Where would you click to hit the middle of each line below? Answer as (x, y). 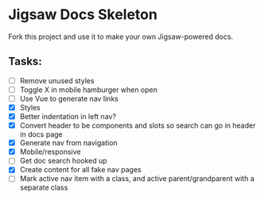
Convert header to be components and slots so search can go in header (138, 125)
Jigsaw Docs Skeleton (83, 15)
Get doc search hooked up (63, 161)
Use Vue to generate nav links (69, 98)
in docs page (41, 135)
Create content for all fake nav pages (80, 170)
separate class (44, 187)
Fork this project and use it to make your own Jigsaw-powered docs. (121, 37)
